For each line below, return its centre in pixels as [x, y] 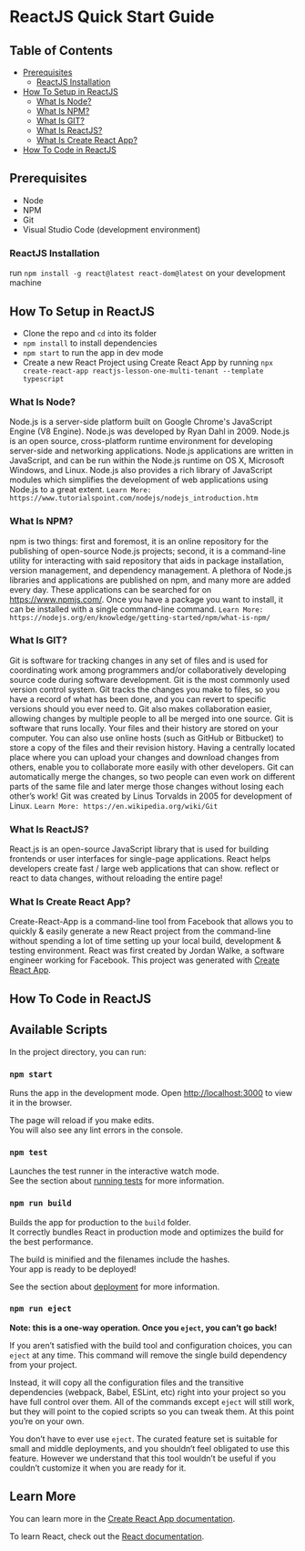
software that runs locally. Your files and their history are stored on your [144, 728]
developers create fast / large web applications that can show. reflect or [144, 869]
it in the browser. [41, 1102]
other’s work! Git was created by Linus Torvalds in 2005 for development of [151, 796]
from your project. [43, 1364]
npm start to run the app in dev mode [93, 352]
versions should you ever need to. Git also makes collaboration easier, [141, 708]
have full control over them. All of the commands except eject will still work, [152, 1401]
